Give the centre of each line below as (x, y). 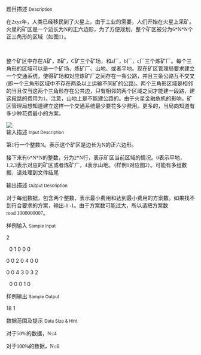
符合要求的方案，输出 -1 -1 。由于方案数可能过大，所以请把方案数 (90, 205)
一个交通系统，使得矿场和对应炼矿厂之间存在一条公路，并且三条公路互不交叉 (100, 76)
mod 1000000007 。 (28, 213)
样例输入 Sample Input (31, 225)
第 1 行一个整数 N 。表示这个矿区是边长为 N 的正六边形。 (72, 145)
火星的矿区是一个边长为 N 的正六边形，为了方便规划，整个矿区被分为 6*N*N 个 (100, 29)
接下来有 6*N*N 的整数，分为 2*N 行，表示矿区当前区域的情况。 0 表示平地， (96, 157)
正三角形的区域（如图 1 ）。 (38, 37)
